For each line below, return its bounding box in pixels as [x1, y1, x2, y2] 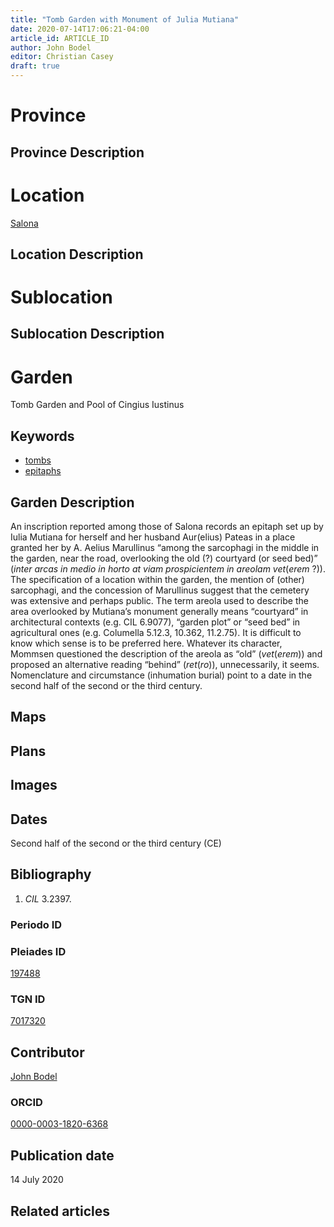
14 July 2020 [10, 1174, 64, 1186]
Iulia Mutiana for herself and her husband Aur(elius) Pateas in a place [10, 531, 296, 543]
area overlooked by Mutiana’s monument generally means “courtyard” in [10, 606, 309, 618]
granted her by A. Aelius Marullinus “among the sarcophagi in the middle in [10, 542, 320, 554]
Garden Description [10, 494, 135, 511]
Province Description [10, 144, 145, 161]
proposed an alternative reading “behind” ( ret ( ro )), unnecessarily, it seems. [10, 659, 320, 671]
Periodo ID [10, 917, 63, 931]
